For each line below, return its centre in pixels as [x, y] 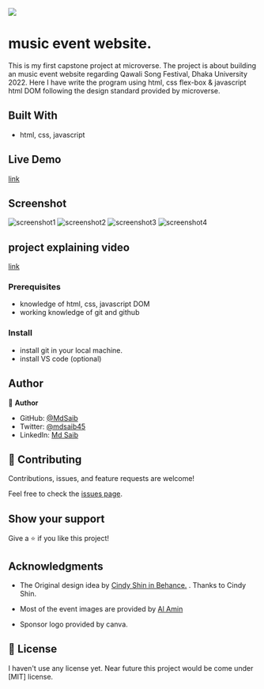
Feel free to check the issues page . [65, 494]
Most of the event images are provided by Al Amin [101, 609]
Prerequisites [34, 287]
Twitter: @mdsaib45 [53, 426]
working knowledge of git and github [79, 312]
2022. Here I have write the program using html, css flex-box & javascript [127, 82]
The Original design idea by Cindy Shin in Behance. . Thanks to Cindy [133, 585]
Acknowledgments [56, 566]
